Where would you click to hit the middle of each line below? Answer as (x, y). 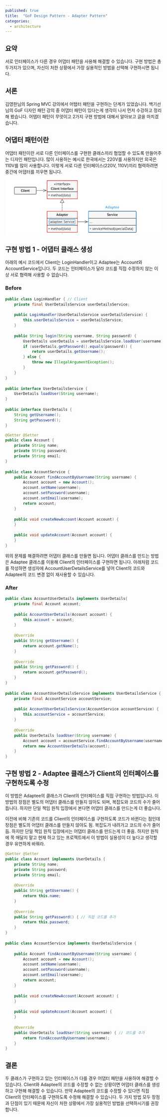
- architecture (25, 26)
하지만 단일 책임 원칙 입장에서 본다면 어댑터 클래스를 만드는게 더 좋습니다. (90, 808)
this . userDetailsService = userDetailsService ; (73, 320)
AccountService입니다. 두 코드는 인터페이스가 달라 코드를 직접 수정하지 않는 (79, 269)
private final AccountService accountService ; (63, 699)
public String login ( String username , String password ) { (75, 336)
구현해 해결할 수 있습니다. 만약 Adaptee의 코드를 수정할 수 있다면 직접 (82, 1091)
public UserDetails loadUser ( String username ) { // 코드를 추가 (80, 1033)
